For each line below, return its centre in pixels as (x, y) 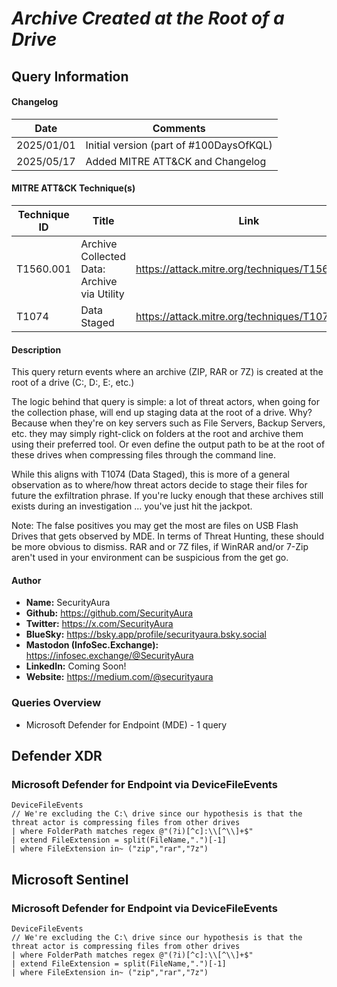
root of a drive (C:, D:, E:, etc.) (73, 383)
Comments (179, 128)
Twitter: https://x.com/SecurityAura (99, 624)
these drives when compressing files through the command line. (144, 455)
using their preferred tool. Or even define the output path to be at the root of (168, 444)
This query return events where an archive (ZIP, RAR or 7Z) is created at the (167, 372)
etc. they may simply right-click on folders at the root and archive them (157, 434)
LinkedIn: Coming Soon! (76, 666)
